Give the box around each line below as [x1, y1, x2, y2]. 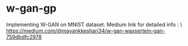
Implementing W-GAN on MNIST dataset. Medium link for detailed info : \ [6, 21, 182, 28]
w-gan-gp [6, 2, 57, 15]
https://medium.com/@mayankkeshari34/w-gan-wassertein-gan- [6, 27, 166, 34]
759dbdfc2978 [6, 33, 42, 40]
